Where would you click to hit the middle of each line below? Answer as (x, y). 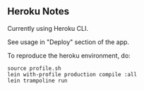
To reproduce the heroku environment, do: (69, 55)
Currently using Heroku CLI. (48, 28)
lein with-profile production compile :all (72, 74)
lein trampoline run (38, 80)
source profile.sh (34, 68)
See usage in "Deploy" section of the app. (68, 42)
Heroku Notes (38, 12)
